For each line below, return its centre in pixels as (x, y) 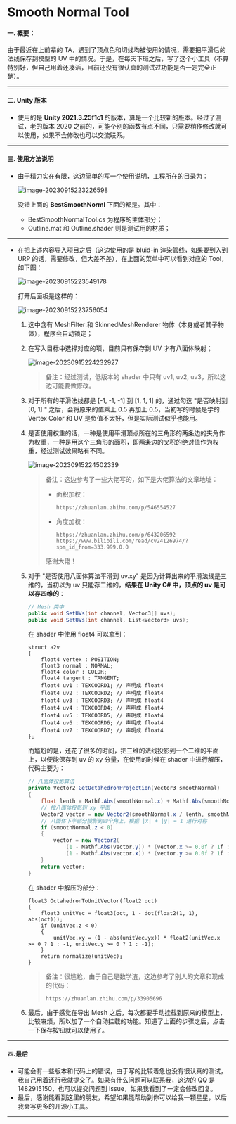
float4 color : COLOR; (74, 672)
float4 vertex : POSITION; (80, 660)
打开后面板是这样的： (48, 295)
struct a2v (44, 648)
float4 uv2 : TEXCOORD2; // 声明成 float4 (102, 694)
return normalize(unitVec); (82, 956)
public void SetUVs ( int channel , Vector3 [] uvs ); (102, 613)
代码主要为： (46, 768)
